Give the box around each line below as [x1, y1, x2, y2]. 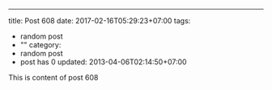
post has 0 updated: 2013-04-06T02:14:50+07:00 [19, 57, 188, 67]
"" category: [19, 40, 62, 49]
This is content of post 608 [8, 73, 99, 82]
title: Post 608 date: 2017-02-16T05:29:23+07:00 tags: [8, 16, 191, 25]
